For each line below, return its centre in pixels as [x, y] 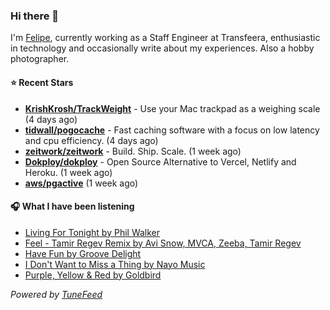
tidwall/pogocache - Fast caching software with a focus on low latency [172, 130]
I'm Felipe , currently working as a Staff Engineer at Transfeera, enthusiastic [165, 38]
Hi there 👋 [35, 16]
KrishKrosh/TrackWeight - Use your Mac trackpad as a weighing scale [172, 108]
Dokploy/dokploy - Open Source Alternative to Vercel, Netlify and [160, 161]
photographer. [40, 59]
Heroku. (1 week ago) [68, 172]
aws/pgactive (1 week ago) [81, 183]
